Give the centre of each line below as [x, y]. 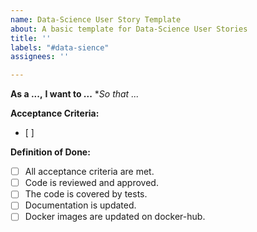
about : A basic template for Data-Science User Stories [129, 29]
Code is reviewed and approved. [91, 183]
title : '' [31, 38]
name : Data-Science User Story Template [96, 19]
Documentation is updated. [80, 205]
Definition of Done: [50, 152]
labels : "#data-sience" [60, 47]
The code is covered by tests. [86, 194]
